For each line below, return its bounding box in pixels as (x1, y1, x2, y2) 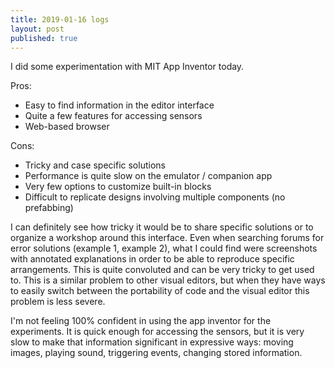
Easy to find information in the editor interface (24, 99, 215, 111)
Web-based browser (24, 121, 110, 133)
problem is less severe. (10, 296, 106, 308)
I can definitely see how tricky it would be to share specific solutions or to (10, 221, 314, 233)
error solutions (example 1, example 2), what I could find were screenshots (10, 242, 318, 255)
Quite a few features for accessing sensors (24, 110, 203, 122)
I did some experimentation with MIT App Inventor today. (10, 61, 245, 73)
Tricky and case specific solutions (24, 159, 166, 171)
